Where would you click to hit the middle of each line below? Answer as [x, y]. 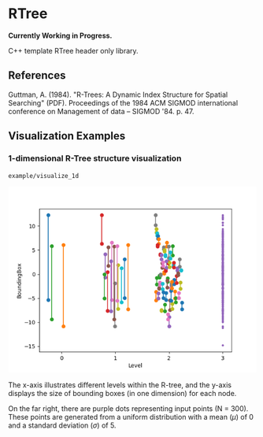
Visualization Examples [67, 136]
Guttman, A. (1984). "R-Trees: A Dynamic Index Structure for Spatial [118, 94]
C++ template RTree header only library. [74, 50]
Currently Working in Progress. [60, 35]
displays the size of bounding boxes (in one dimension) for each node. [122, 394]
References [37, 76]
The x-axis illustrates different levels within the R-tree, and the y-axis [120, 385]
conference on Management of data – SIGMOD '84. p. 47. [101, 111]
